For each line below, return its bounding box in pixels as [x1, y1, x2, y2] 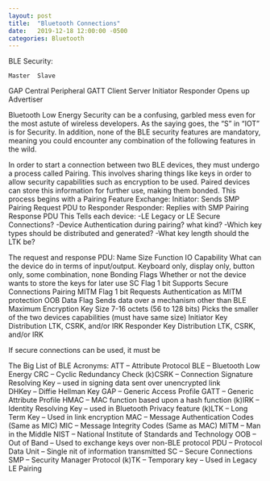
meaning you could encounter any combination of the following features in [8, 136, 256, 146]
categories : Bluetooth [8, 34, 85, 43]
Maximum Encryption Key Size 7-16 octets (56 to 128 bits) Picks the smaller [8, 304, 259, 314]
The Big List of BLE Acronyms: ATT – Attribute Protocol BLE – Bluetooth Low [8, 361, 260, 371]
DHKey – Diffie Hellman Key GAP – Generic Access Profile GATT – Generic [8, 387, 254, 396]
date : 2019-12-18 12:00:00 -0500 [8, 27, 128, 35]
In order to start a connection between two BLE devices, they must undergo [8, 160, 260, 170]
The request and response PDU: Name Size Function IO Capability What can [8, 253, 262, 263]
